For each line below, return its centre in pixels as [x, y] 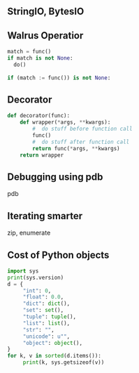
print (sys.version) [36, 277]
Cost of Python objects [58, 255]
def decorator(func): [39, 116]
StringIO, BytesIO [46, 12]
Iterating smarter [45, 216]
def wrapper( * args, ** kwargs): [65, 122]
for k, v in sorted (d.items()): [54, 356]
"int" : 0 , [37, 291]
